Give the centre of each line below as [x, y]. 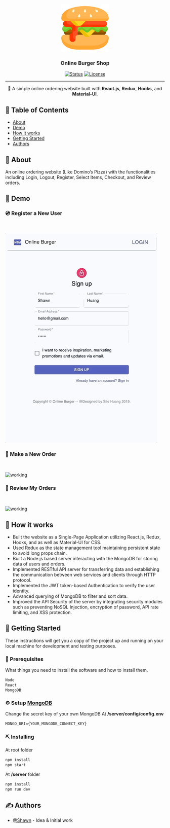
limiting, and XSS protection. [42, 613]
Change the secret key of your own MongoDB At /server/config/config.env [84, 714]
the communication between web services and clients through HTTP [84, 575]
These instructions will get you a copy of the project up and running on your [84, 640]
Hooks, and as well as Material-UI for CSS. [57, 543]
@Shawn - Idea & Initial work [43, 820]
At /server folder [23, 774]
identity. [21, 591]
